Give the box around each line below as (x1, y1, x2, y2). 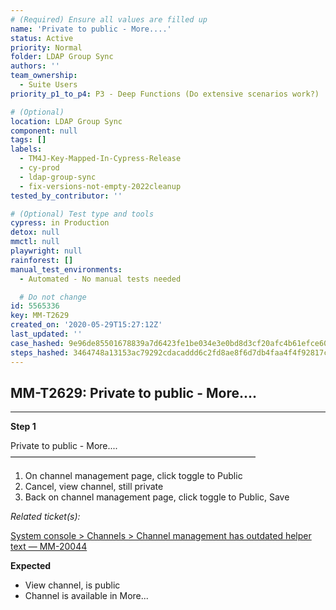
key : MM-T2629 (10, 311, 70, 321)
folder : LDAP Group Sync (10, 52, 114, 62)
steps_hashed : (10, 347, 70, 358)
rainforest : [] (10, 255, 74, 265)
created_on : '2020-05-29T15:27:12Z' (10, 320, 163, 330)
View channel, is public (24, 579, 121, 591)
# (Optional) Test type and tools (10, 209, 155, 219)
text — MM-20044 (10, 541, 88, 553)
